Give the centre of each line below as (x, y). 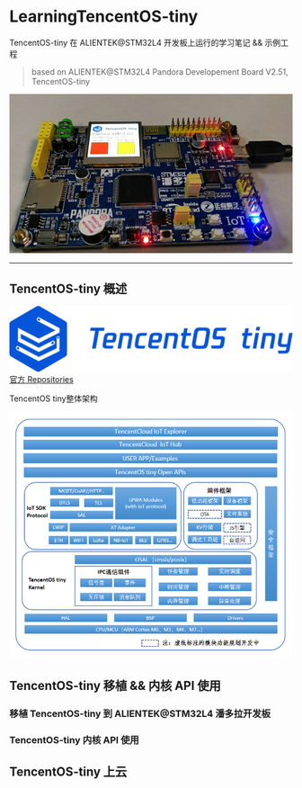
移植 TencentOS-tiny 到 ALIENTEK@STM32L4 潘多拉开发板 (140, 713)
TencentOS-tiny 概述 (68, 289)
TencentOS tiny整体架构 (53, 398)
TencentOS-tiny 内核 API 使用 (74, 739)
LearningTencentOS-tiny (104, 17)
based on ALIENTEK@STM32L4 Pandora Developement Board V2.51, (160, 72)
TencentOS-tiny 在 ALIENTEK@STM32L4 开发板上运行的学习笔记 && (136, 42)
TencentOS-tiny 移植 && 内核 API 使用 (115, 685)
